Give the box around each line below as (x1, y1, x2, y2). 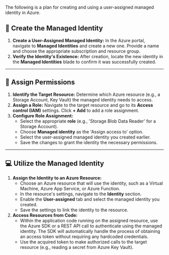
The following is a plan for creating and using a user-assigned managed (5, 5, 154, 10)
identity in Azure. (5, 10, 41, 16)
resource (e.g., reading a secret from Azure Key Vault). (20, 244, 134, 250)
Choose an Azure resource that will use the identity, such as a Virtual (20, 180, 163, 186)
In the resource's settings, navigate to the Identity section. (20, 191, 142, 197)
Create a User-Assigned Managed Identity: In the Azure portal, (12, 37, 145, 43)
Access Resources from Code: (12, 212, 78, 218)
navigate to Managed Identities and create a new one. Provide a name (12, 43, 159, 49)
